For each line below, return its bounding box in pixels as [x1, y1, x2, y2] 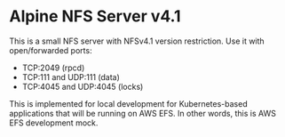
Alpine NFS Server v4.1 [9, 6, 181, 27]
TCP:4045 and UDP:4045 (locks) [21, 81, 144, 92]
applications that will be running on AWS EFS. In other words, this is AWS [9, 108, 277, 118]
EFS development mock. [9, 117, 99, 128]
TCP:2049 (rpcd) [21, 62, 85, 73]
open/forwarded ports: [9, 44, 92, 55]
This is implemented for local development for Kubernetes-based [9, 98, 248, 109]
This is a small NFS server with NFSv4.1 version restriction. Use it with [9, 36, 265, 46]
